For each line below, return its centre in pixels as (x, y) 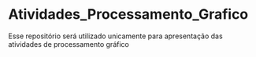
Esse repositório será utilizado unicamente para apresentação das (115, 36)
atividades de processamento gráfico (69, 44)
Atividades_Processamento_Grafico (128, 14)
